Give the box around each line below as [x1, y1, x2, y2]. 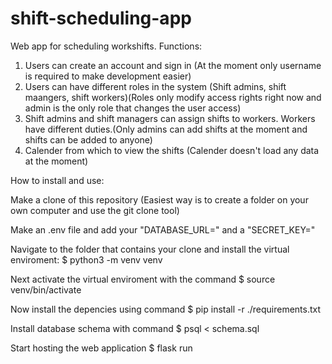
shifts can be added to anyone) [24, 133, 153, 146]
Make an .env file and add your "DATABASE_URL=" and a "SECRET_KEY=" [10, 223, 316, 236]
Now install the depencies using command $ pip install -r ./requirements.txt [10, 303, 322, 315]
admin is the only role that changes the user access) [24, 102, 242, 114]
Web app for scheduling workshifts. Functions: [10, 40, 203, 52]
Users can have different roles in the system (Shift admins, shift [24, 80, 287, 92]
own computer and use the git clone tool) [10, 204, 180, 216]
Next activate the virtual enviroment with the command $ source [10, 273, 276, 285]
